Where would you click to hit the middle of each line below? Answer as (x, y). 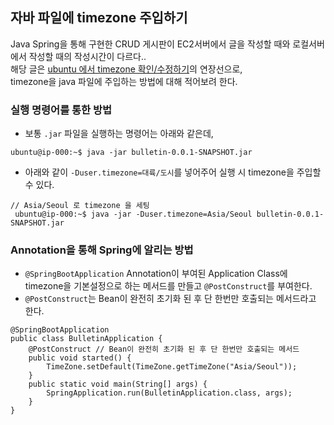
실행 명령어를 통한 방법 (61, 110)
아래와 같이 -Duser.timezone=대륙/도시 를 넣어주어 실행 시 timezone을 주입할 (173, 172)
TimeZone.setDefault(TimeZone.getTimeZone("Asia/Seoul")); (172, 367)
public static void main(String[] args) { (118, 384)
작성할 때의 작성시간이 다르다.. (87, 56)
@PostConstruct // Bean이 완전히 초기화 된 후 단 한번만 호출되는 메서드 (164, 349)
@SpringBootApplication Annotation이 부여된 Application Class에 (156, 274)
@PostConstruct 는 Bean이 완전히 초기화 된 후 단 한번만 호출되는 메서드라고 (170, 299)
